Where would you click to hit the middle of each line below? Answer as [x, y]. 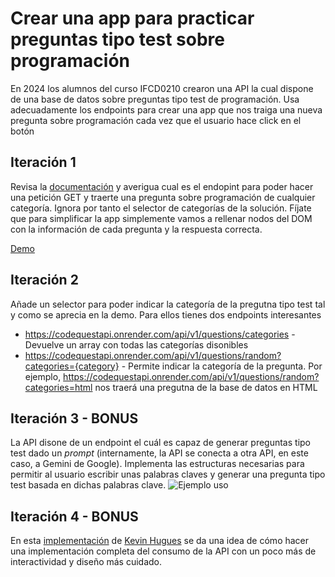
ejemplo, [43, 376]
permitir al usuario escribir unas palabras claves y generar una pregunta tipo [168, 474]
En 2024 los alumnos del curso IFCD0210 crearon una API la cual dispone [162, 88]
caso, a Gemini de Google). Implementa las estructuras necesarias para [157, 464]
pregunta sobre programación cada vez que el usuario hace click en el [156, 120]
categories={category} [72, 366]
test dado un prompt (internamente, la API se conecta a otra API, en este [159, 453]
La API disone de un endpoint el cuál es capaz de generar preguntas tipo [160, 443]
